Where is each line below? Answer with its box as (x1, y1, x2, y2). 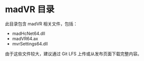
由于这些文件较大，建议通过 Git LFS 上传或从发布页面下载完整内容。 (5, 51, 142, 57)
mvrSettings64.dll (12, 41, 48, 46)
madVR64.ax (12, 35, 38, 41)
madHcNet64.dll (12, 30, 45, 36)
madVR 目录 (5, 4, 55, 15)
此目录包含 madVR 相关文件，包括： (5, 21, 78, 27)
